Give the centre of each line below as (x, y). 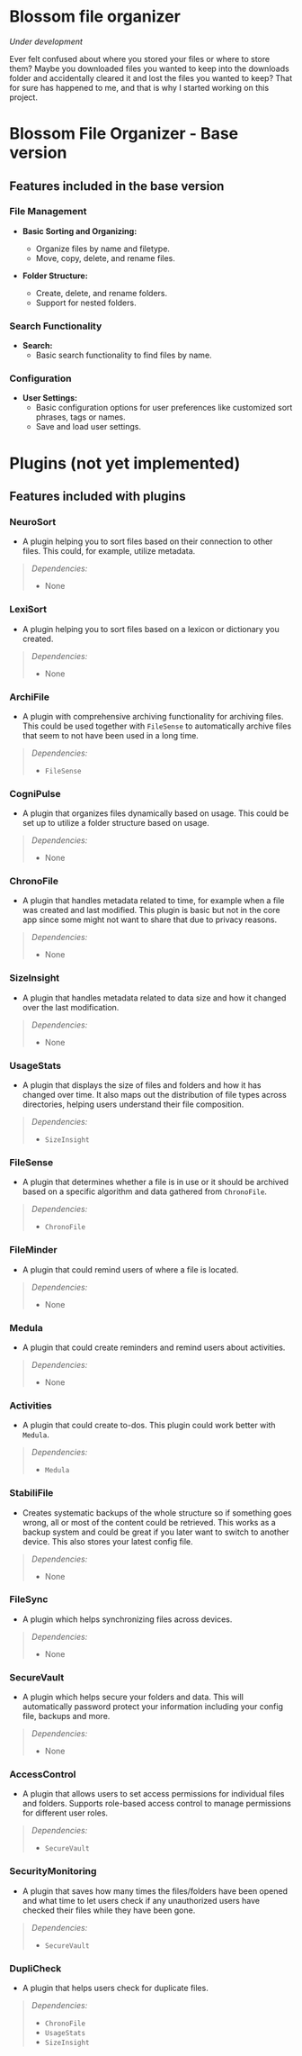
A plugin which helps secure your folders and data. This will (133, 1697)
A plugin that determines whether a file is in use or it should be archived (155, 1182)
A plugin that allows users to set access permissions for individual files (153, 1794)
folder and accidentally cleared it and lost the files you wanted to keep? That (151, 77)
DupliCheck (36, 1968)
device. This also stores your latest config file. (107, 1541)
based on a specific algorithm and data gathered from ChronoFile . (145, 1191)
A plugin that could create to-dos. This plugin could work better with (149, 1426)
